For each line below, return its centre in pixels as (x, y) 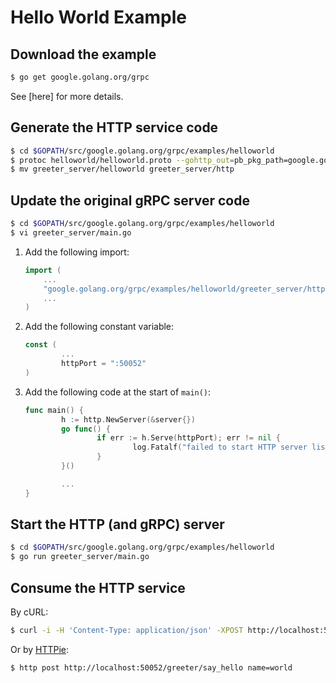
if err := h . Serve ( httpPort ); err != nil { (188, 438)
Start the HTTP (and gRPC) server (117, 524)
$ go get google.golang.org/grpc (80, 77)
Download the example (83, 54)
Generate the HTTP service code (114, 127)
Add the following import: (77, 252)
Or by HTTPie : (40, 649)
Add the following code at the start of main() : (118, 392)
